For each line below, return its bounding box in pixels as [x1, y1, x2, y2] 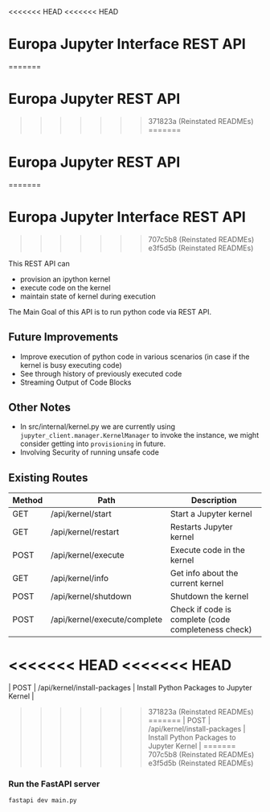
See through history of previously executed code [19, 369, 182, 378]
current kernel [170, 578, 224, 589]
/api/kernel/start [51, 509, 112, 520]
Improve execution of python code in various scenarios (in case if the [19, 352, 250, 361]
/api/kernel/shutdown [51, 591, 132, 602]
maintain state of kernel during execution [19, 291, 157, 301]
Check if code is [170, 604, 231, 615]
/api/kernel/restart [51, 526, 120, 538]
